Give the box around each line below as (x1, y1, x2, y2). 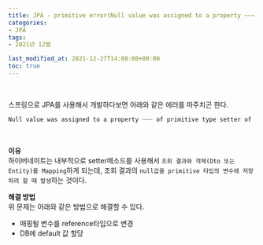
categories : (8, 19, 47, 27)
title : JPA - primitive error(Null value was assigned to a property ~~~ (8, 11, 256, 20)
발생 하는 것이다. (40, 175, 87, 185)
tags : (8, 33, 26, 42)
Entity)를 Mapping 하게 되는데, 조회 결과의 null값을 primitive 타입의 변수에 (8, 166, 239, 175)
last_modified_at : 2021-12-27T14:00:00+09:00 (8, 55, 160, 63)
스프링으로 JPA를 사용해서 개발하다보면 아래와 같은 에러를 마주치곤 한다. (8, 100, 229, 109)
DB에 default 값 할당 (19, 229, 84, 238)
